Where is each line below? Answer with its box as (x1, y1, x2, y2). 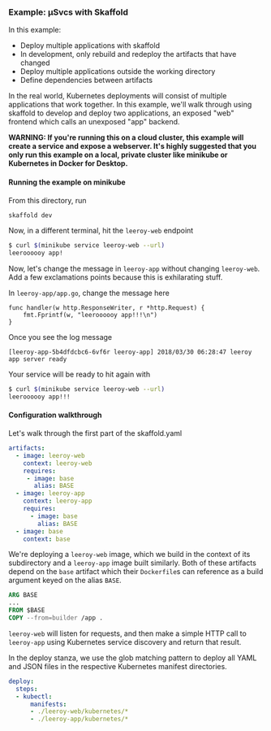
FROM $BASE (8, 607, 45, 615)
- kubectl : (15, 692, 53, 701)
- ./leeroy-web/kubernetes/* (29, 707, 129, 716)
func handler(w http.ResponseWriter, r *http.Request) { (8, 304, 205, 312)
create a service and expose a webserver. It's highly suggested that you (8, 141, 257, 151)
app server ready (8, 355, 67, 363)
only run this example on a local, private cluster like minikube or (8, 150, 228, 160)
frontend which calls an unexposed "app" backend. (8, 117, 180, 127)
